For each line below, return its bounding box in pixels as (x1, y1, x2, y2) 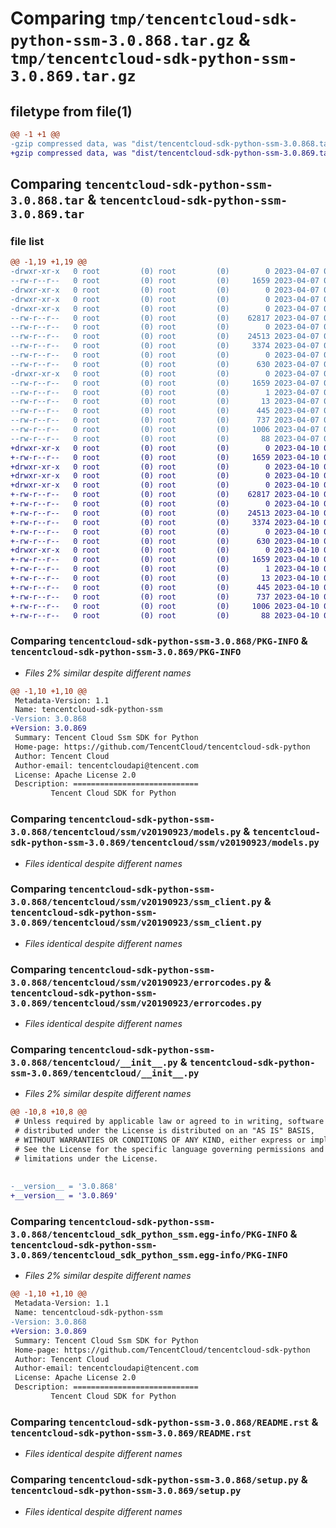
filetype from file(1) (10, 103, 133, 120)
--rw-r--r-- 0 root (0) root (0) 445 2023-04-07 (10, 406, 320, 416)
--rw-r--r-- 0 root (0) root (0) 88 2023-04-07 (10, 433, 320, 444)
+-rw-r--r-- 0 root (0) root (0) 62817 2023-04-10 (10, 490, 320, 500)
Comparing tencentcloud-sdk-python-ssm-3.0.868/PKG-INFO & (10, 634, 308, 648)
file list (10, 234, 45, 248)
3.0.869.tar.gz (10, 67, 137, 86)
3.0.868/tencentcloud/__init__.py (10, 1057, 178, 1069)
